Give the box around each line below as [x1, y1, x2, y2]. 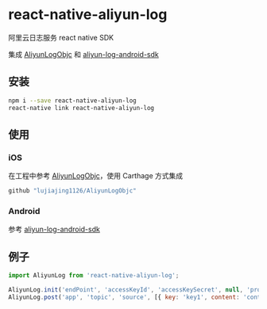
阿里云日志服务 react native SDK [8, 32, 114, 42]
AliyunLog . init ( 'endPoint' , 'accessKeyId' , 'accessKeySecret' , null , [8, 286, 244, 294]
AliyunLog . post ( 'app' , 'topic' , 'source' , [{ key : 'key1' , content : [8, 293, 240, 301]
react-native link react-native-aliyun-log [8, 104, 155, 112]
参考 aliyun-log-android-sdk [8, 224, 101, 235]
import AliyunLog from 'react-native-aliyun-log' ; [8, 272, 180, 280]
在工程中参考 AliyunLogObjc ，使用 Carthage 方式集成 [8, 171, 184, 181]
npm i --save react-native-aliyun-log [8, 97, 137, 105]
